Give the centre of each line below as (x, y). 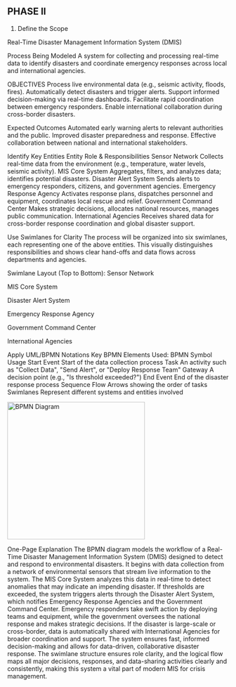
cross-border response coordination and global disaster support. (101, 223)
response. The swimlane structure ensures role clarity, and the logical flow (115, 653)
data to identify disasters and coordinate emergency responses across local (117, 63)
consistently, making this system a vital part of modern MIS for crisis (106, 668)
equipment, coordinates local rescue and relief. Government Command (110, 201)
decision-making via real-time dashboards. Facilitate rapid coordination (111, 99)
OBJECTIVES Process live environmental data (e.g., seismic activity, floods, (117, 84)
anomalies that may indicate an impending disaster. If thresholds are (106, 587)
